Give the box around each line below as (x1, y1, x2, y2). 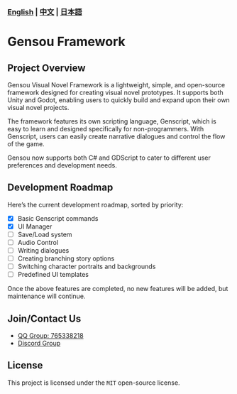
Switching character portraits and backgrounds (17, 262, 156, 271)
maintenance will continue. (7, 292, 86, 300)
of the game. (7, 139, 45, 148)
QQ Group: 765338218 (17, 332, 84, 340)
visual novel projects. (7, 103, 70, 111)
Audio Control (17, 238, 59, 246)
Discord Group (17, 339, 61, 348)
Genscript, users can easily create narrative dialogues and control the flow (7, 132, 226, 141)
